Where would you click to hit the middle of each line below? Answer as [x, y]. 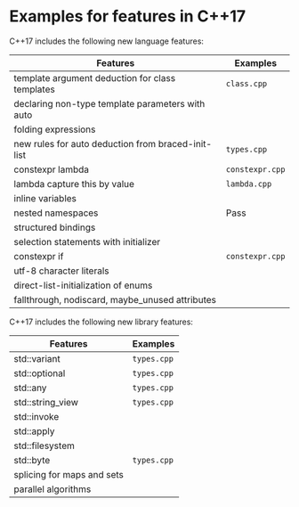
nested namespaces [56, 213]
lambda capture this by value [74, 184]
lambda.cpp [249, 184]
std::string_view [46, 402]
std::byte [32, 460]
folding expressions [55, 129]
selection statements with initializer [87, 241]
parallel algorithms [53, 489]
